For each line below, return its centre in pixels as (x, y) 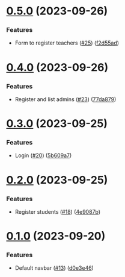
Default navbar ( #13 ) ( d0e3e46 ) (54, 268)
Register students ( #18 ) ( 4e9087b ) (58, 211)
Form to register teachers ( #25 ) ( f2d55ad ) (67, 43)
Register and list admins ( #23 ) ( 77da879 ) (66, 99)
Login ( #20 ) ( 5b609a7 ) (43, 155)
